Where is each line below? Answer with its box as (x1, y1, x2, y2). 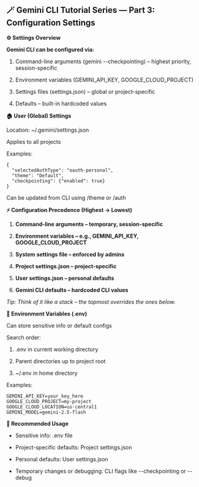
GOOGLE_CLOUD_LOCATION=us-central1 (6, 404, 97, 410)
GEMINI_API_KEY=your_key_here (6, 393, 84, 399)
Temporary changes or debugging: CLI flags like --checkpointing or (15, 467, 187, 475)
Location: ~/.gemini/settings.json (6, 126, 89, 134)
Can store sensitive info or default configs (6, 322, 112, 329)
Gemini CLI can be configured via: (6, 45, 95, 53)
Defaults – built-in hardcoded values (15, 100, 107, 107)
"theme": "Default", (12, 172, 64, 179)
